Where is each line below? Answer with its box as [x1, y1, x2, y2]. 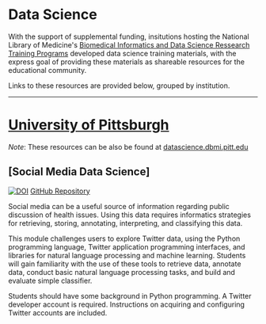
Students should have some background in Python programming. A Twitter [8, 291, 252, 300]
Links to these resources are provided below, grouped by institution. [8, 81, 230, 90]
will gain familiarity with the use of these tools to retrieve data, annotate [8, 259, 241, 269]
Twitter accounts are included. [8, 307, 108, 318]
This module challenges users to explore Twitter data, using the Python [8, 234, 241, 243]
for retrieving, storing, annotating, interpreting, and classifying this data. [8, 218, 243, 227]
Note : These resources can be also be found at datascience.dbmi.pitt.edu [8, 142, 249, 151]
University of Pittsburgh [8, 116, 169, 134]
